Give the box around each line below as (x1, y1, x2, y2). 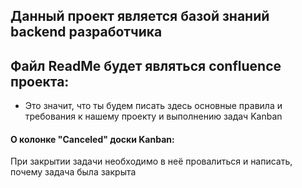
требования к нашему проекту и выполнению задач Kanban (24, 110, 283, 123)
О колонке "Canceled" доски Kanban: (10, 133, 175, 145)
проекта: (10, 73, 70, 90)
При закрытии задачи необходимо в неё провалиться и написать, (10, 155, 293, 168)
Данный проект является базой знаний (10, 8, 270, 25)
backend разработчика (10, 24, 163, 41)
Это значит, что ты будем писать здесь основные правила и (24, 100, 283, 112)
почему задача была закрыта (10, 166, 137, 178)
